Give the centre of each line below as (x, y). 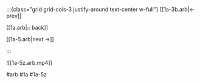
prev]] (14, 16)
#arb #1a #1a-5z (26, 75)
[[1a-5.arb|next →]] (30, 39)
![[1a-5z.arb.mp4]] (29, 63)
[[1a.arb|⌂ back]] (27, 28)
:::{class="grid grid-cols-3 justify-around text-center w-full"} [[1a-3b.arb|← (101, 9)
